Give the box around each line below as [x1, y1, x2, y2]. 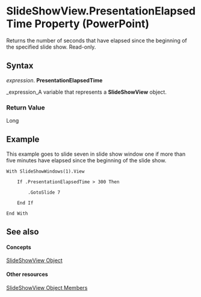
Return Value [6, 103, 45, 112]
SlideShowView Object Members [6, 284, 88, 291]
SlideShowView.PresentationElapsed [6, 4, 196, 18]
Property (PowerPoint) [34, 17, 149, 31]
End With [6, 210, 28, 216]
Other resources [6, 271, 48, 278]
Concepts [6, 243, 31, 251]
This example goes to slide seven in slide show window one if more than [6, 150, 185, 158]
